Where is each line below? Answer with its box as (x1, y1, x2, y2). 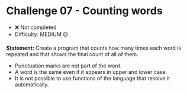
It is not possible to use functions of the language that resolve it (14, 74, 170, 82)
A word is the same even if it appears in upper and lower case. (14, 68, 167, 75)
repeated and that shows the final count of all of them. (6, 50, 138, 57)
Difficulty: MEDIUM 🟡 (14, 31, 68, 38)
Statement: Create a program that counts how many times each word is (6, 44, 182, 51)
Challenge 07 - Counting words (6, 4, 163, 18)
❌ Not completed (14, 24, 57, 31)
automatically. (14, 81, 49, 88)
